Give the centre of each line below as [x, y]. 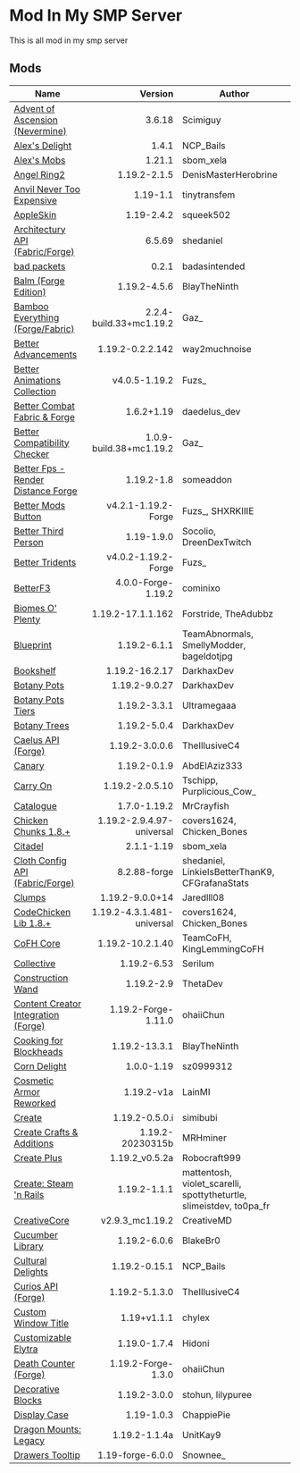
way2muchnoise [217, 349]
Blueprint [33, 644]
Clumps [30, 897]
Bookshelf [35, 670]
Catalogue [36, 805]
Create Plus [38, 1157]
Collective [35, 964]
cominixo [201, 588]
